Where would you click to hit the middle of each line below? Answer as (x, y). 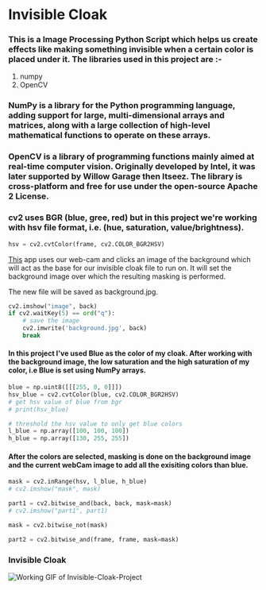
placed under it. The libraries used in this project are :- (115, 60)
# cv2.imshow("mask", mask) (55, 489)
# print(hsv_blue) (39, 409)
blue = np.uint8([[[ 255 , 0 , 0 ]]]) (66, 388)
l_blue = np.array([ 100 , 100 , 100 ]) (69, 431)
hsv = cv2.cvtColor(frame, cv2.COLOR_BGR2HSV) (87, 244)
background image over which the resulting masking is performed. (117, 276)
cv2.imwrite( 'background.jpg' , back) (85, 328)
